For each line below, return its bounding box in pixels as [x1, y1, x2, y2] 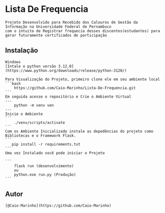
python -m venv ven [14, 103, 54, 107]
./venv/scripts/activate [14, 120, 65, 125]
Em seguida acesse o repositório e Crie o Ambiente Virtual [5, 94, 132, 99]
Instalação [5, 46, 39, 55]
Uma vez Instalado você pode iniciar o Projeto [5, 150, 105, 156]
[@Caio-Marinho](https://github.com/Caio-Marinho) [5, 203, 112, 208]
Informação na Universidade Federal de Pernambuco [5, 24, 112, 29]
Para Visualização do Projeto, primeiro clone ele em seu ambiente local [5, 77, 161, 82]
